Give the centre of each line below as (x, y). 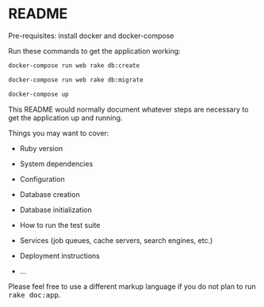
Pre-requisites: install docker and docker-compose (91, 36)
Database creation (50, 194)
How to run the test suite (60, 225)
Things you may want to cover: (59, 133)
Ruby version (41, 148)
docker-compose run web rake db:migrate (76, 80)
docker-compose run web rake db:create (74, 65)
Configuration (42, 179)
